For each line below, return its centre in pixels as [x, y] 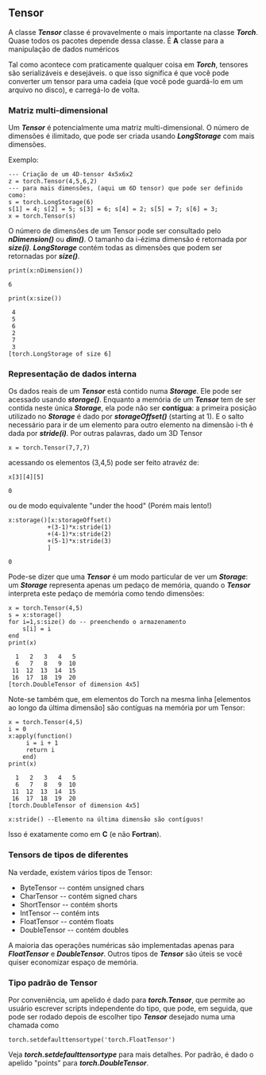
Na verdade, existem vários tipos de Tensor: [80, 872]
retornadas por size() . [44, 256]
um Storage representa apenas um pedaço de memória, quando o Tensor [129, 585]
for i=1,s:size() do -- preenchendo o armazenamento [97, 622]
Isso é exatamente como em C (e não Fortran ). [85, 834]
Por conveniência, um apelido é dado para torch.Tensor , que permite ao [127, 1000]
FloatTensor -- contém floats [67, 921]
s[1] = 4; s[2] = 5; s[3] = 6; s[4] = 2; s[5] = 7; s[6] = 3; [113, 210]
